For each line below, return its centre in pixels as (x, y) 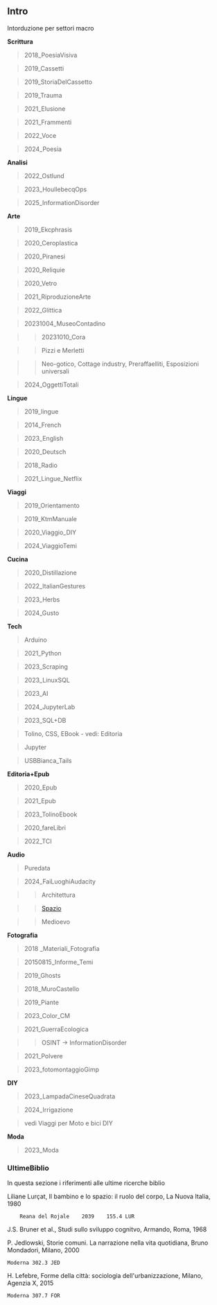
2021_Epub (40, 800)
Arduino (35, 640)
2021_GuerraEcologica (56, 1029)
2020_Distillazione (51, 572)
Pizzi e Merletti (63, 350)
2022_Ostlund (44, 175)
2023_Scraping (46, 666)
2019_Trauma (43, 95)
